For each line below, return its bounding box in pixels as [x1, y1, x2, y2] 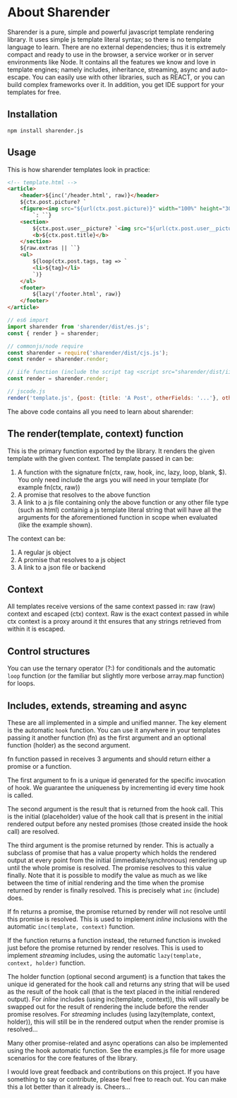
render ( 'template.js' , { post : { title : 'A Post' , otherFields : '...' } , [7, 394, 219, 401]
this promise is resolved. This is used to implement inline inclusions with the [7, 915, 228, 924]
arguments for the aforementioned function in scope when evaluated [17, 513, 218, 521]
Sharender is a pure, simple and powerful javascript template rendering [7, 28, 214, 36]
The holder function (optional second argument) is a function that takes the [7, 973, 226, 981]
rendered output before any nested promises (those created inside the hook [7, 820, 228, 828]
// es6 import [7, 316, 49, 324]
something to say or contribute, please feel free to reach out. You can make [7, 1075, 227, 1084]
